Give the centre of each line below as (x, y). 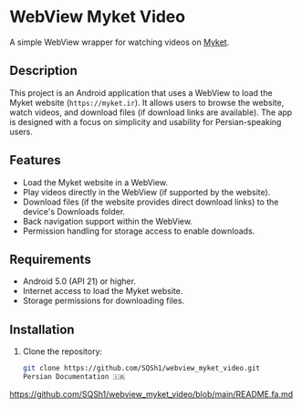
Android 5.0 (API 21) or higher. (79, 281)
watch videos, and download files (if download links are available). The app (151, 112)
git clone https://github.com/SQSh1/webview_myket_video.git (141, 368)
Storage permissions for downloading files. (104, 301)
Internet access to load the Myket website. (103, 291)
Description (43, 71)
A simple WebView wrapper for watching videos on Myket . (120, 42)
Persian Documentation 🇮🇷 (74, 377)
